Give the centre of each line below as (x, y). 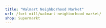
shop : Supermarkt (23, 18)
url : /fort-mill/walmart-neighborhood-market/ (53, 14)
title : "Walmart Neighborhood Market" (44, 9)
